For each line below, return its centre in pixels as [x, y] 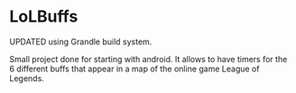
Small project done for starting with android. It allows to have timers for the [148, 59]
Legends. [27, 78]
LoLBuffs [44, 17]
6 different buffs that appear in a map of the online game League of [134, 69]
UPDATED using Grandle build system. [81, 42]
